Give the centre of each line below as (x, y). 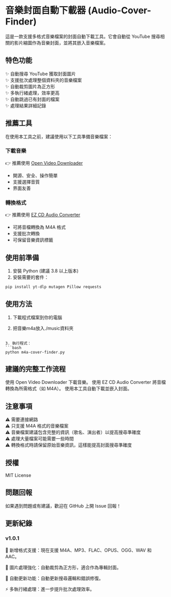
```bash (14, 347)
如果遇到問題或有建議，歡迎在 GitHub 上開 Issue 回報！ (63, 506)
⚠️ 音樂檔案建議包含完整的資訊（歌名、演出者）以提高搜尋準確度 (73, 432)
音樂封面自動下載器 (46, 10)
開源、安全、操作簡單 (35, 175)
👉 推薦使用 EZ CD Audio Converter (43, 215)
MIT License (18, 476)
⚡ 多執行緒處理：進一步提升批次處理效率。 (50, 589)
